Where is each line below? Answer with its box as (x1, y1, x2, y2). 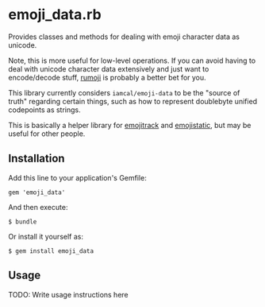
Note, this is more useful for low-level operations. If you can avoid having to (8, 56, 256, 65)
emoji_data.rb (8, 6, 102, 24)
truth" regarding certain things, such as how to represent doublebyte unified (8, 96, 258, 106)
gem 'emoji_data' (8, 188, 66, 196)
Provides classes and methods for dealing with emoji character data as (8, 32, 240, 41)
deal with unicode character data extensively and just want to (8, 64, 209, 73)
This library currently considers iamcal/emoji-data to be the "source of (8, 87, 240, 97)
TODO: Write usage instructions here (8, 290, 129, 299)
